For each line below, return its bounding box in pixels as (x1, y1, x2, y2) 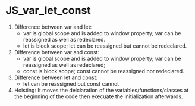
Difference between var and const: (14, 48, 99, 55)
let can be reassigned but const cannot (23, 80, 119, 87)
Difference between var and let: (14, 23, 92, 30)
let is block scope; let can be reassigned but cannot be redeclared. (23, 42, 187, 49)
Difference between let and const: (14, 74, 98, 81)
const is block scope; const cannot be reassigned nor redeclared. (23, 67, 184, 74)
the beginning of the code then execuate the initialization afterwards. (14, 93, 183, 100)
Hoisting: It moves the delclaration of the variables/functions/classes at (14, 86, 189, 93)
